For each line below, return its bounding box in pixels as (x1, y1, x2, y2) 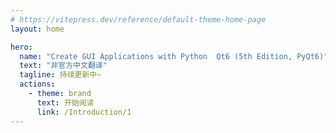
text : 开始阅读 (36, 97, 95, 108)
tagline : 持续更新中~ (19, 70, 102, 80)
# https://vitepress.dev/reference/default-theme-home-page (10, 14, 267, 25)
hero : (10, 42, 33, 52)
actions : (19, 79, 56, 90)
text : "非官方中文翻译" (19, 61, 108, 71)
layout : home (10, 24, 65, 34)
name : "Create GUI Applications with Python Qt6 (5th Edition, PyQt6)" (19, 51, 329, 61)
